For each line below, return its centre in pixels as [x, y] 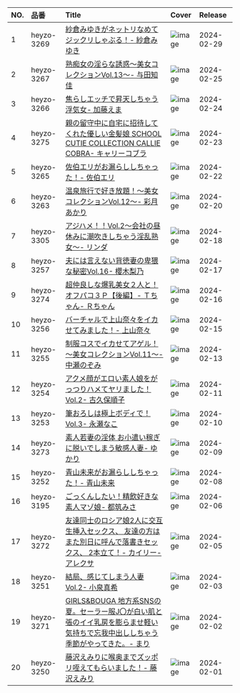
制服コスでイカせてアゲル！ [112, 344]
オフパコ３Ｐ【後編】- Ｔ [108, 295]
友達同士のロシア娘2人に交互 [114, 520]
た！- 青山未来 [90, 483]
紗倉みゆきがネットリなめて [112, 29]
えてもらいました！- [114, 668]
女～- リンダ [87, 247]
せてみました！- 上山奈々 [108, 330]
